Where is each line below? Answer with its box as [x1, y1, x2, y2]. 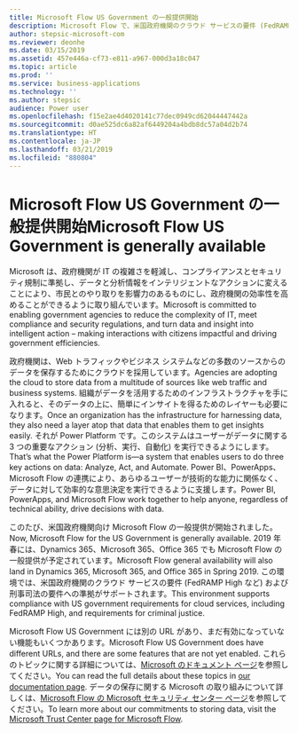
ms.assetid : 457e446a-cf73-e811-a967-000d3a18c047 [9, 54, 200, 63]
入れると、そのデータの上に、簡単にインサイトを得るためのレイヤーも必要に [9, 398, 288, 409]
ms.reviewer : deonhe [9, 37, 86, 47]
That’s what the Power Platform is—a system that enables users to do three [9, 452, 284, 462]
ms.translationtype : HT [9, 129, 98, 138]
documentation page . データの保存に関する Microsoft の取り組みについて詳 [9, 682, 284, 692]
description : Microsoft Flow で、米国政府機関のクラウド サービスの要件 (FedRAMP [9, 21, 293, 30]
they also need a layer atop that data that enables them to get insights [9, 420, 264, 430]
